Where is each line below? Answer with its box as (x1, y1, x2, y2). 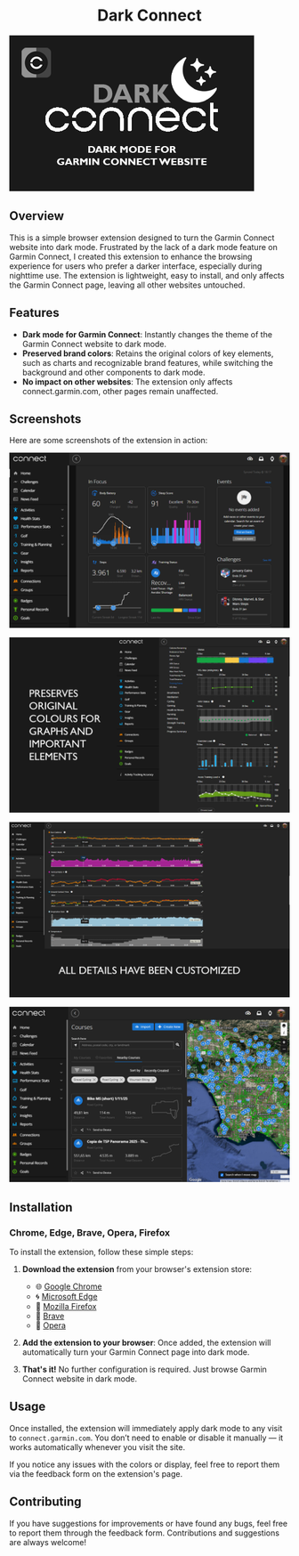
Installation (9, 1199, 73, 1215)
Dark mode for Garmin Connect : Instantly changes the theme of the (21, 328, 273, 339)
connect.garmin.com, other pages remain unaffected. (21, 385, 219, 396)
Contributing (9, 1495, 82, 1510)
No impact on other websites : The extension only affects (21, 376, 233, 387)
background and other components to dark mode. (21, 367, 206, 377)
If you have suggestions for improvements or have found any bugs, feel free (9, 1518, 288, 1528)
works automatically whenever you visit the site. (9, 1441, 185, 1452)
